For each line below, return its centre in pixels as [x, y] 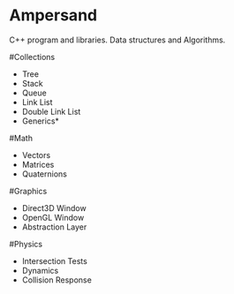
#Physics [26, 244]
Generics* [41, 121]
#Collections [32, 57]
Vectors [36, 155]
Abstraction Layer [54, 227]
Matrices [38, 164]
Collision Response [57, 280]
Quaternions [45, 174]
